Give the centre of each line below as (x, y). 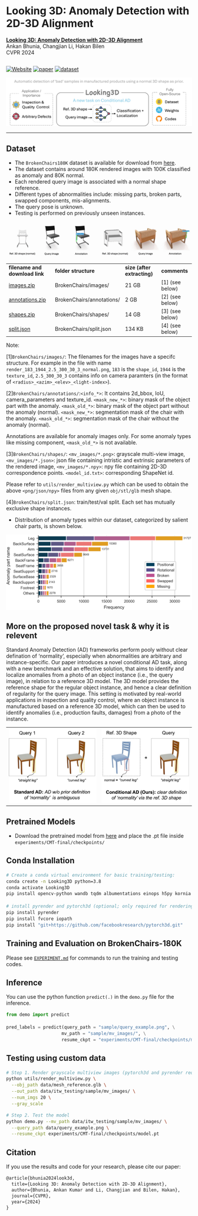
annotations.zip (27, 300)
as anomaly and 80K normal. (49, 175)
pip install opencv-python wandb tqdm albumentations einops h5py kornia (99, 894)
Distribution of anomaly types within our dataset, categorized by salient (101, 520)
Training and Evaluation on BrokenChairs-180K (94, 943)
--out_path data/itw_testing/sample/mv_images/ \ (73, 1091)
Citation (21, 1152)
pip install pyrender (33, 913)
